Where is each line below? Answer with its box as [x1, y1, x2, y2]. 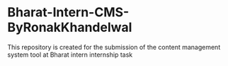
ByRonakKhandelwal [7, 19, 132, 35]
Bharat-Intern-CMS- [7, 4, 130, 21]
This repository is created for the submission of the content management [7, 43, 221, 51]
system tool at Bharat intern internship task [7, 50, 133, 59]
